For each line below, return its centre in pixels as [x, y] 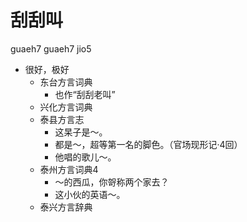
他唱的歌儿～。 [85, 157]
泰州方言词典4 [69, 169]
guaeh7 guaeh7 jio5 [51, 48]
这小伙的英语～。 [90, 194]
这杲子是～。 [81, 132]
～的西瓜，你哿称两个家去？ [112, 182]
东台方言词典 [66, 82]
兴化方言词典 [66, 107]
